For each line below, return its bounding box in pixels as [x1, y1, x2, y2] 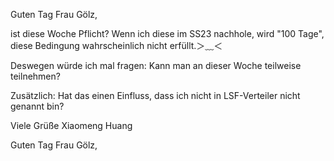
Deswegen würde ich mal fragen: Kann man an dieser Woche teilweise [10, 60, 302, 71]
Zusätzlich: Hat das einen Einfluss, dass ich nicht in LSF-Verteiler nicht [10, 90, 301, 101]
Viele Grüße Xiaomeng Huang [10, 120, 133, 131]
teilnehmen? [10, 70, 61, 82]
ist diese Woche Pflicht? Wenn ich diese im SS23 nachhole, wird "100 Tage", [10, 28, 325, 39]
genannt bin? [10, 100, 65, 112]
